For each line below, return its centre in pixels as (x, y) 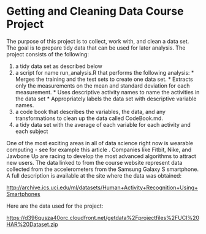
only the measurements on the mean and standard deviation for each (102, 85)
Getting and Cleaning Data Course (95, 11)
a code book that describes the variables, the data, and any (90, 111)
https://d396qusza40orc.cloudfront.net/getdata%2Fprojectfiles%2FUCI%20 (103, 217)
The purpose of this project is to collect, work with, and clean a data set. (98, 41)
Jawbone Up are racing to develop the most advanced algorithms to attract (101, 156)
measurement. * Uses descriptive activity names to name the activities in (107, 92)
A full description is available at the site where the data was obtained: (94, 175)
